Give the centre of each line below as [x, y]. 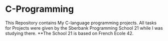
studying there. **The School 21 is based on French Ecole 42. [69, 33]
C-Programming [40, 9]
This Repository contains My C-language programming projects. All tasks [81, 23]
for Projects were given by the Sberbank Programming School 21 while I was [84, 28]
